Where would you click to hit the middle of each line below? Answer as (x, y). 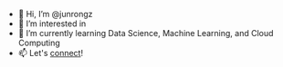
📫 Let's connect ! (51, 53)
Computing (39, 43)
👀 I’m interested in (52, 24)
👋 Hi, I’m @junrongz (55, 14)
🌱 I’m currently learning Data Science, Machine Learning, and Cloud (146, 33)
